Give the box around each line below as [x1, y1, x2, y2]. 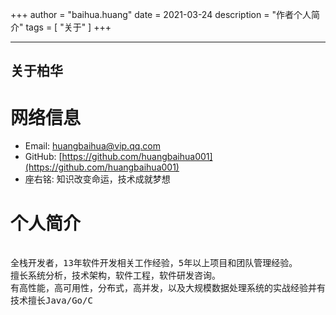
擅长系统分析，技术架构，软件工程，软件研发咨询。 [10, 270, 221, 282]
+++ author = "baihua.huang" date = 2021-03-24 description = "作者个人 [10, 9, 312, 20]
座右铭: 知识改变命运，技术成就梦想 [24, 173, 171, 185]
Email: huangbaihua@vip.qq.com [24, 140, 161, 152]
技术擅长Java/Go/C [10, 295, 93, 307]
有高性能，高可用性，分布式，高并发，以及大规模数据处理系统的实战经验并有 [10, 283, 326, 294]
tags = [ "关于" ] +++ [25, 21, 112, 33]
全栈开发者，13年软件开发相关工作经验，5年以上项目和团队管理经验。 [10, 258, 298, 269]
